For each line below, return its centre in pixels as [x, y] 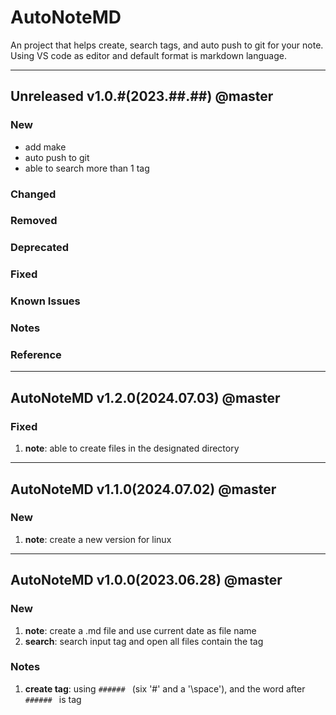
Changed [33, 194]
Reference [36, 355]
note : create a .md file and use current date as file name [140, 630]
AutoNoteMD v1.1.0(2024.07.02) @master [143, 489]
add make [45, 147]
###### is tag [53, 699]
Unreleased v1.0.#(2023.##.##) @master [142, 96]
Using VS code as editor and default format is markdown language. [148, 55]
